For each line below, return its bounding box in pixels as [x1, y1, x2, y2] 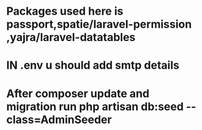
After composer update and [6, 86, 150, 101]
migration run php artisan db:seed [6, 99, 184, 113]
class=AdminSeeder [6, 112, 112, 126]
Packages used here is [6, 4, 124, 18]
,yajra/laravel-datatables [6, 31, 136, 44]
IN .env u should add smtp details [6, 58, 179, 72]
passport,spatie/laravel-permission [6, 17, 192, 31]
